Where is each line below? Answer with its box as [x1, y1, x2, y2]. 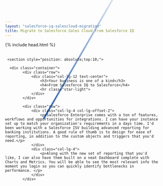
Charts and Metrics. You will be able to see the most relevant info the [5, 159, 159, 165]
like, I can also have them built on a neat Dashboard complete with [5, 155, 150, 160]
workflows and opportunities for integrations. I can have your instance [5, 117, 159, 122]
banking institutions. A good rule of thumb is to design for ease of [5, 129, 152, 134]
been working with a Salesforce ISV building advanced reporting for [5, 125, 150, 130]
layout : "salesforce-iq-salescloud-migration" [5, 23, 102, 29]
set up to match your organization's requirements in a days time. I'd [5, 121, 154, 126]
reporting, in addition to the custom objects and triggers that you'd [5, 134, 154, 139]
